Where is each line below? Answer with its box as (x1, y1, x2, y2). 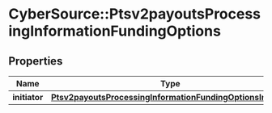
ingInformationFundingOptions (8, 22, 221, 40)
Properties (8, 54, 63, 68)
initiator (12, 92, 44, 103)
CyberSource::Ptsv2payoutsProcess (8, 5, 261, 23)
